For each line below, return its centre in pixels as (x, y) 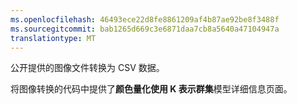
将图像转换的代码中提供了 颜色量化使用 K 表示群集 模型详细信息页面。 (151, 89)
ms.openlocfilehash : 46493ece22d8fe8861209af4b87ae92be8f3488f (145, 19)
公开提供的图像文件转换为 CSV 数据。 (87, 68)
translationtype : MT (53, 38)
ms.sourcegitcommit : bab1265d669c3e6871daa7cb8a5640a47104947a (145, 29)
